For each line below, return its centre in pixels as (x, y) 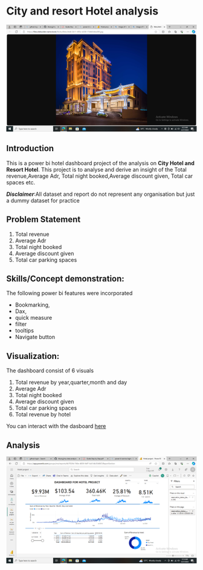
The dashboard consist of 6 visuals (50, 371)
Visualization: (33, 356)
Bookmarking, (32, 305)
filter (21, 324)
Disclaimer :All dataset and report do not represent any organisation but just (101, 194)
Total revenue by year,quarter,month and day (71, 383)
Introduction (30, 148)
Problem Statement (43, 220)
